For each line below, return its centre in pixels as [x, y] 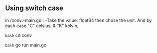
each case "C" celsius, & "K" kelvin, [42, 25]
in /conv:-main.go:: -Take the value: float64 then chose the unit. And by [78, 20]
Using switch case [34, 8]
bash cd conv [19, 35]
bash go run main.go [26, 45]
